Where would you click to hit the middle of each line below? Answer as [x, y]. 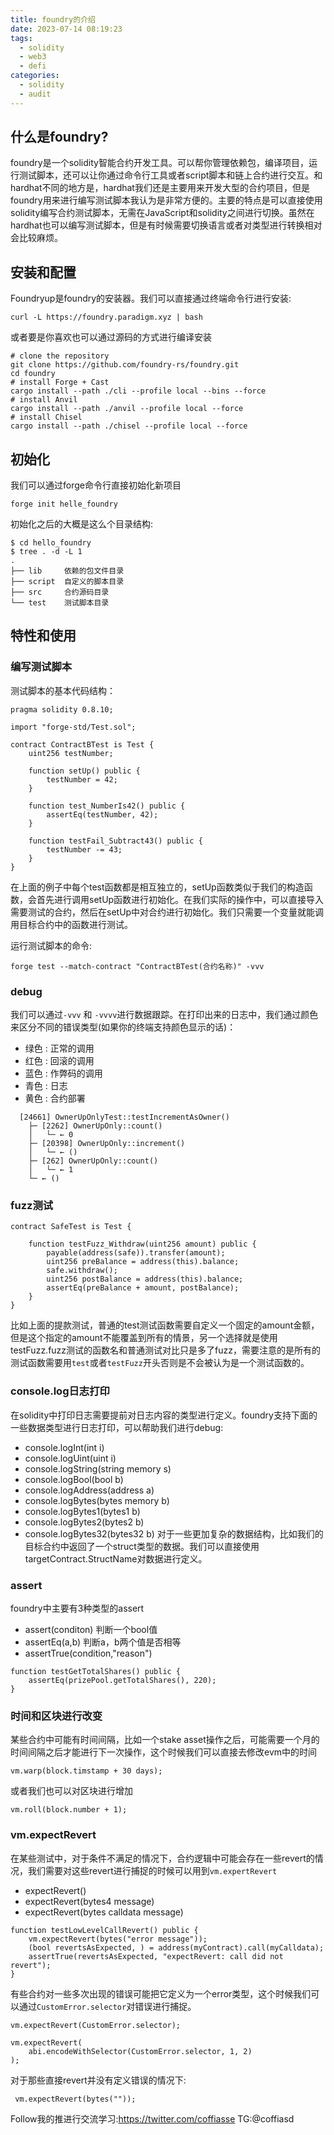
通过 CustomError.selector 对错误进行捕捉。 [107, 2006]
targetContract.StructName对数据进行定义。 [116, 1558]
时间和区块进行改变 [56, 1716]
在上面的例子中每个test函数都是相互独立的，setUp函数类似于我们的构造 [157, 887]
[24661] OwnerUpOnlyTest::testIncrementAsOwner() [124, 1117]
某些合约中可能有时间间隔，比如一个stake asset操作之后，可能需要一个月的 [165, 1740]
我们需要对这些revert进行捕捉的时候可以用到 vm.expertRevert [152, 1870]
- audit [35, 94]
